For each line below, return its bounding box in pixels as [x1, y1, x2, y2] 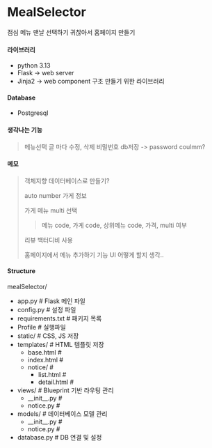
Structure [7, 267, 36, 275]
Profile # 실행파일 [17, 323, 66, 331]
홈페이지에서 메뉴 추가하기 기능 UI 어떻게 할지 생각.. [24, 250, 165, 258]
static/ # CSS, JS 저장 [17, 332, 79, 340]
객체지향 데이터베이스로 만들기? [24, 176, 110, 185]
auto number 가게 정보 [24, 191, 87, 199]
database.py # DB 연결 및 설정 [17, 433, 102, 441]
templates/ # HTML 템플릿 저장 [17, 340, 104, 348]
